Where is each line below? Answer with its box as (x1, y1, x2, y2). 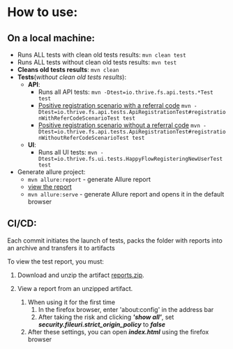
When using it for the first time (27, 298, 116, 306)
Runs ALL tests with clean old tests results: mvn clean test (17, 50, 186, 59)
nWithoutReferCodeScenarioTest (38, 134, 129, 141)
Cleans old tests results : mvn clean (17, 66, 119, 73)
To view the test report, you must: (7, 257, 105, 266)
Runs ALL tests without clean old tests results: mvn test (17, 58, 177, 66)
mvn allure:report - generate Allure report (27, 176, 151, 183)
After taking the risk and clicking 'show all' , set (38, 313, 174, 321)
